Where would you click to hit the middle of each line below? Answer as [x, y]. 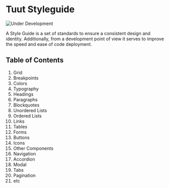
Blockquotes [26, 105]
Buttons [21, 137]
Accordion [24, 159]
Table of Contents [35, 60]
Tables [20, 126]
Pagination [24, 175]
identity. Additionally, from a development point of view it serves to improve [85, 39]
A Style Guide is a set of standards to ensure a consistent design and [78, 33]
